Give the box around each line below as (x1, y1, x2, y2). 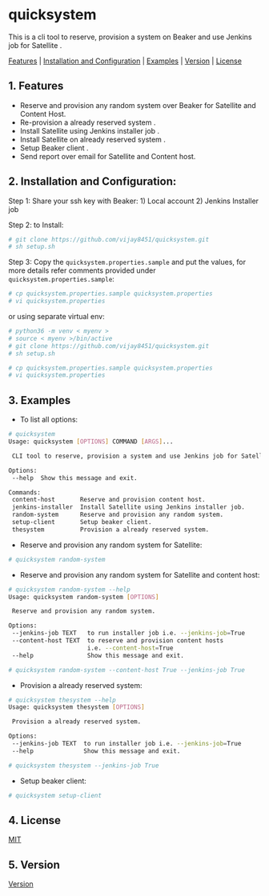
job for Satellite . (8, 40, 62, 50)
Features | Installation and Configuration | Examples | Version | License (8, 56, 243, 66)
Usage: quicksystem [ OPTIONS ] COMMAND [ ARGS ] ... (8, 438, 174, 446)
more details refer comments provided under (8, 266, 156, 275)
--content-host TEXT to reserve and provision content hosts (11, 637, 224, 645)
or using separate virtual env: (8, 312, 106, 322)
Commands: (8, 488, 42, 497)
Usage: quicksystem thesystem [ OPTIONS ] (8, 703, 146, 711)
